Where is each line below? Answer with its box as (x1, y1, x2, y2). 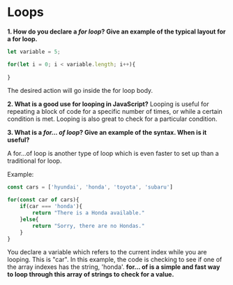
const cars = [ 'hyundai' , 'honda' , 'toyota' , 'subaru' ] (7, 184, 173, 191)
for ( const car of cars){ (7, 196, 80, 203)
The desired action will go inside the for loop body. (7, 87, 153, 95)
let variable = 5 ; (7, 48, 61, 55)
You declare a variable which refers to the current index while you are (7, 248, 207, 256)
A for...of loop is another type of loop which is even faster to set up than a (7, 149, 219, 158)
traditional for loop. (7, 156, 62, 165)
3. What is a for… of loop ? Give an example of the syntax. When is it (7, 129, 207, 137)
